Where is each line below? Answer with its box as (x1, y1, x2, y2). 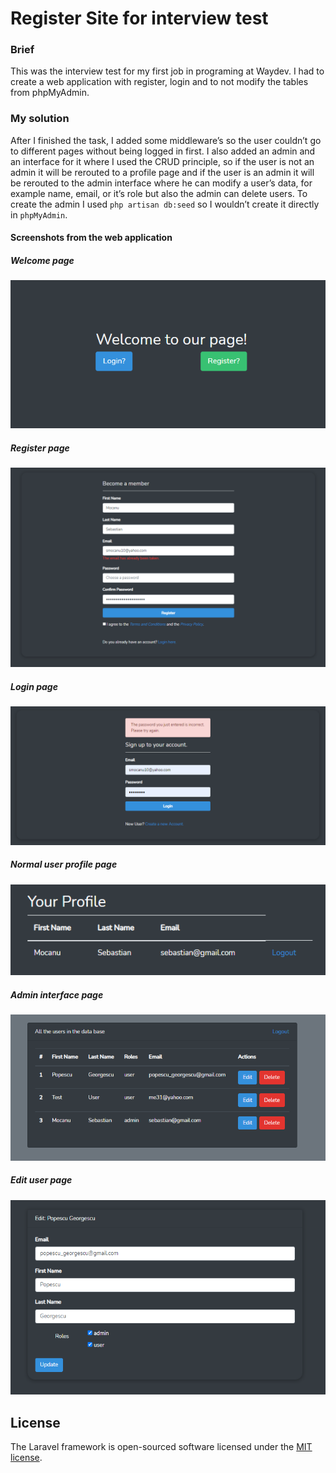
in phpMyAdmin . (10, 208, 68, 221)
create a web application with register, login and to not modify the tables (10, 76, 309, 88)
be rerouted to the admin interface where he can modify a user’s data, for (10, 177, 313, 189)
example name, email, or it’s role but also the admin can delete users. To (10, 187, 308, 199)
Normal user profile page (10, 858, 118, 871)
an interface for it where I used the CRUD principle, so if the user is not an (10, 155, 315, 167)
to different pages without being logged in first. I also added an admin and (10, 145, 316, 157)
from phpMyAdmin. (10, 87, 90, 99)
